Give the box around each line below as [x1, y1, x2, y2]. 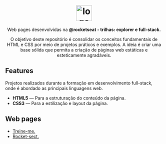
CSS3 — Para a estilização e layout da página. [12, 100, 108, 106]
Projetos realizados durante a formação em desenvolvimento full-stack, [5, 80, 152, 86]
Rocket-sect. [12, 133, 39, 139]
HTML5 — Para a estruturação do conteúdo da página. [12, 95, 126, 101]
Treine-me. [12, 128, 35, 134]
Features [5, 66, 33, 75]
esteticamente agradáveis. [56, 52, 111, 58]
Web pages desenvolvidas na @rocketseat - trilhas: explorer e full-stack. [7, 26, 161, 32]
